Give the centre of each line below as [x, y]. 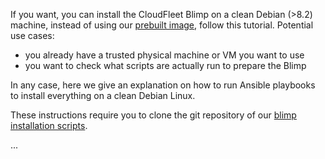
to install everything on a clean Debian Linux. [103, 95]
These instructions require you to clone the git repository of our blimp [153, 115]
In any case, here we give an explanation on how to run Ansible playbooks [163, 85]
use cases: [32, 35]
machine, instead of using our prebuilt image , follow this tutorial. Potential [162, 25]
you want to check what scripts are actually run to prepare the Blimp [165, 65]
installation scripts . [49, 125]
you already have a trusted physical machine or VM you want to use [164, 55]
